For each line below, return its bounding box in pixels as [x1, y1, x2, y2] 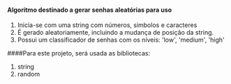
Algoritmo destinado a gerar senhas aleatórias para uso [7, 6, 172, 14]
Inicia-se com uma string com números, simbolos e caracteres [17, 21, 198, 29]
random [17, 70, 40, 78]
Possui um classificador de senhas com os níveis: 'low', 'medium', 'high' [17, 35, 225, 44]
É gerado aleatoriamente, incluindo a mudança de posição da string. [17, 28, 214, 37]
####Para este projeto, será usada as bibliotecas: [7, 49, 151, 58]
